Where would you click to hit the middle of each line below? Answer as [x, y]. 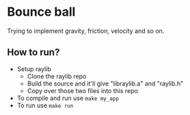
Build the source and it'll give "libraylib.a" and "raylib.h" [105, 84]
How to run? [33, 52]
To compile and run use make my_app [68, 98]
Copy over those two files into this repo [83, 90]
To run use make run [45, 105]
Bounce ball [41, 12]
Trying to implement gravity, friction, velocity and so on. [86, 31]
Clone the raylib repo [57, 76]
